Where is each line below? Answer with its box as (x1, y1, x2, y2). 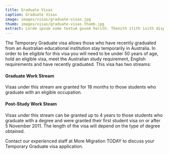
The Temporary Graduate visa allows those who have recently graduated (5, 40, 156, 46)
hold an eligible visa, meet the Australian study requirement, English (5, 56, 146, 62)
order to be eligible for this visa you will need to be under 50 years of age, (5, 51, 158, 57)
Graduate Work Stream (5, 72, 54, 79)
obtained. (5, 128, 25, 134)
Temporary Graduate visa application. (5, 143, 83, 149)
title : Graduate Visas (5, 7, 53, 13)
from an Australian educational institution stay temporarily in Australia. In (5, 45, 156, 51)
